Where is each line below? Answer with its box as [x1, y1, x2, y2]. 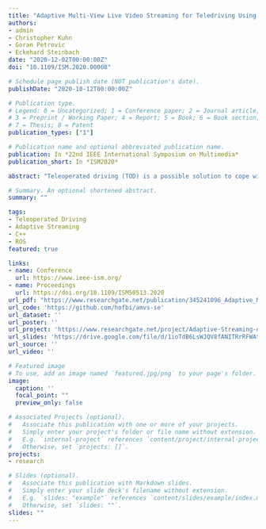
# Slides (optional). [8, 472, 80, 480]
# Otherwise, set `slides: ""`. [8, 501, 123, 509]
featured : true [8, 245, 59, 253]
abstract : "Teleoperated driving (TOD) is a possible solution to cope [8, 172, 249, 180]
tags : [8, 208, 26, 217]
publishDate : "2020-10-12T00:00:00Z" [8, 85, 133, 93]
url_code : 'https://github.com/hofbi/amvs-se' [8, 303, 165, 312]
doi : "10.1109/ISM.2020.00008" [8, 63, 112, 71]
